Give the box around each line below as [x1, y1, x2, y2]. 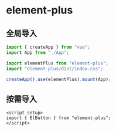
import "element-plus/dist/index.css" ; [6, 66, 104, 72]
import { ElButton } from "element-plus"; [6, 115, 111, 121]
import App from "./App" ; [6, 49, 69, 56]
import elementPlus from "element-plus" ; [6, 60, 109, 66]
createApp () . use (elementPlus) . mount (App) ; [6, 76, 111, 82]
